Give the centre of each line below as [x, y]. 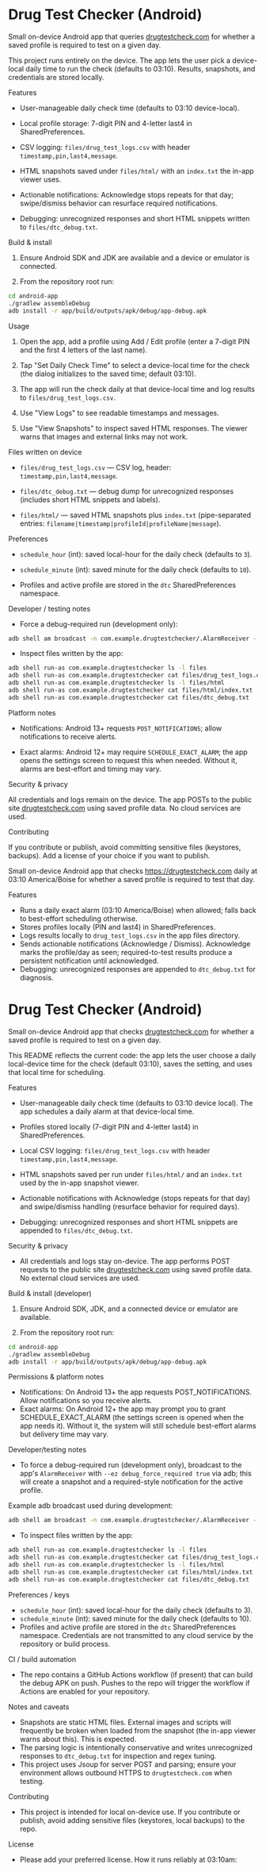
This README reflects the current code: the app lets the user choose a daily [132, 1055]
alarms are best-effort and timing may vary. [91, 769]
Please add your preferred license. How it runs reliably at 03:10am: [128, 1859]
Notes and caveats [39, 1706]
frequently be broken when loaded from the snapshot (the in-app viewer [138, 1730]
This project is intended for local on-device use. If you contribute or [130, 1812]
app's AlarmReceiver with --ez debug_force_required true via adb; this [135, 1474]
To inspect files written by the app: [76, 1536]
